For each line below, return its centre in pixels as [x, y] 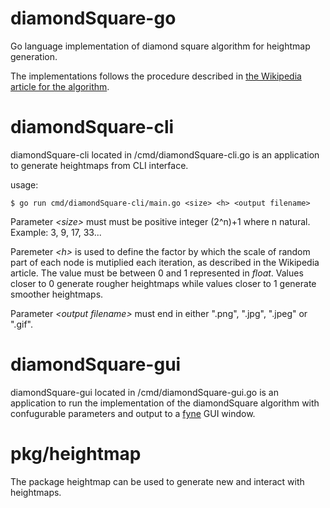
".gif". [21, 324]
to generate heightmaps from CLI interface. [99, 165]
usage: [24, 184]
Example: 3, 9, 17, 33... [56, 232]
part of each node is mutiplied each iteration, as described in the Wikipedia [165, 262]
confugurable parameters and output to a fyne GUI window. [133, 413]
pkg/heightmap [76, 454]
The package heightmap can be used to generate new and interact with [157, 481]
